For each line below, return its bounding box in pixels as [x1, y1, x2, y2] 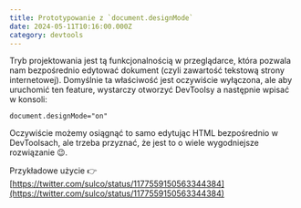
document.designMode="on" [9, 111, 108, 121]
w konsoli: [9, 94, 48, 105]
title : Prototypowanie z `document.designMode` [9, 13, 194, 23]
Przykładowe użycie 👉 [9, 165, 98, 176]
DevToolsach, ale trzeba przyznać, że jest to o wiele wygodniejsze [9, 138, 260, 149]
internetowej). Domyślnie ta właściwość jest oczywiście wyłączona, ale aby [9, 75, 293, 86]
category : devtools [9, 30, 84, 39]
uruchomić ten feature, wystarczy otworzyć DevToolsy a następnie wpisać [9, 84, 290, 96]
